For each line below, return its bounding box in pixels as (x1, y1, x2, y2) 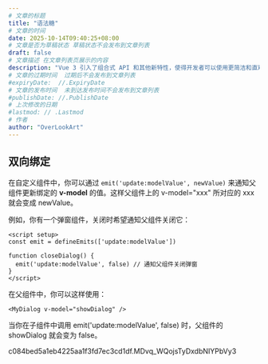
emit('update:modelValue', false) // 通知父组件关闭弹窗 (15, 260, 198, 268)
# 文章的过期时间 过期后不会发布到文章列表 (8, 71, 136, 79)
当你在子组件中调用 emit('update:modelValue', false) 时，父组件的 (8, 320, 223, 330)
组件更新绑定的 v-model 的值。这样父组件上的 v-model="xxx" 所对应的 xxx (8, 187, 255, 197)
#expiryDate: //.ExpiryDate (8, 78, 105, 86)
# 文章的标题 (8, 11, 45, 20)
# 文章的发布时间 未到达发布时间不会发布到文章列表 (8, 86, 160, 94)
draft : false (8, 49, 52, 57)
